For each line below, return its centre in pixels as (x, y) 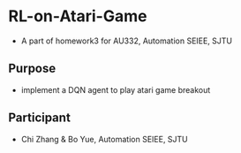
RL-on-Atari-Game (78, 16)
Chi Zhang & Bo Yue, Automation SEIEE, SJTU (105, 139)
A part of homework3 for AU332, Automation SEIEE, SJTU (127, 41)
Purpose (32, 69)
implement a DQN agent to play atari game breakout (116, 89)
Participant (40, 118)
